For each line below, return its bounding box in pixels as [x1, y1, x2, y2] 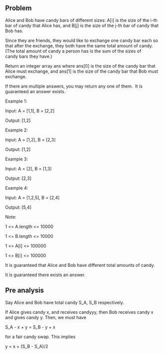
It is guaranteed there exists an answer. [5, 271, 86, 278]
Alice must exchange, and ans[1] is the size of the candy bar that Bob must [5, 68, 159, 74]
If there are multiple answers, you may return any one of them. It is [5, 83, 143, 89]
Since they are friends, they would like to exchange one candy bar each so [5, 37, 158, 43]
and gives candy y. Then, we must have [5, 314, 86, 320]
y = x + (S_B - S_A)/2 [5, 343, 48, 349]
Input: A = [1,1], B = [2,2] [5, 108, 55, 114]
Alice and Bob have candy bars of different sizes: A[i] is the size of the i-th [5, 17, 158, 23]
